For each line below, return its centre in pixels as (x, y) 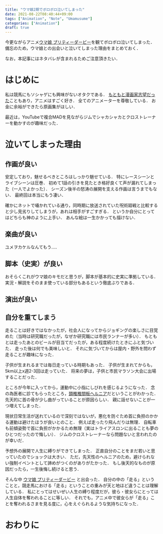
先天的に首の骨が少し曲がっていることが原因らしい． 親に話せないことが (78, 400)
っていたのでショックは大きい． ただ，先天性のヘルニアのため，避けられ (78, 457)
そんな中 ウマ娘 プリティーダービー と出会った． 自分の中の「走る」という (80, 479)
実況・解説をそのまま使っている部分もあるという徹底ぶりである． (71, 283)
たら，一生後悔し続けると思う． (50, 469)
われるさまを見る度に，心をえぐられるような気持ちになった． (79, 504)
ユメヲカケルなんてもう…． (32, 247)
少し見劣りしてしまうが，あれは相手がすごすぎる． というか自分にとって (82, 211)
